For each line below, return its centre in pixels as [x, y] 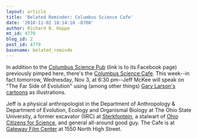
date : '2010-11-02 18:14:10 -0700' [50, 23]
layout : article [26, 12]
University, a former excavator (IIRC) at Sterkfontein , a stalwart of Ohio [92, 116]
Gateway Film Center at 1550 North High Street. [64, 129]
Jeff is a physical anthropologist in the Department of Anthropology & [91, 104]
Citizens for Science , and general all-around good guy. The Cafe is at [91, 123]
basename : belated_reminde [39, 50]
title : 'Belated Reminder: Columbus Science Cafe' [70, 17]
